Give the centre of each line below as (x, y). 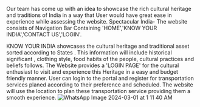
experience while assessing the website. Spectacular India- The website (97, 21)
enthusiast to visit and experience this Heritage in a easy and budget (92, 72)
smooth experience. (31, 97)
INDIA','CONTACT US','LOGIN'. (44, 34)
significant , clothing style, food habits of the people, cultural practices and (100, 59)
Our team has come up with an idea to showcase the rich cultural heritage (99, 9)
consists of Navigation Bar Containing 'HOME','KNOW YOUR (82, 28)
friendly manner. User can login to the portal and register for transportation (100, 78)
